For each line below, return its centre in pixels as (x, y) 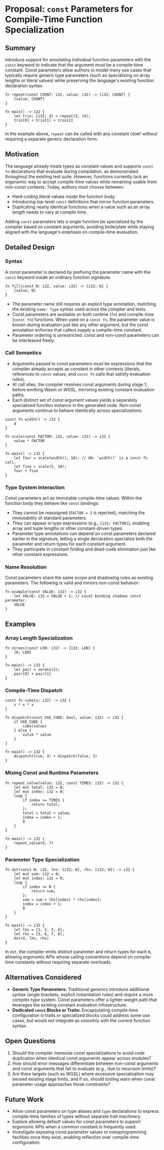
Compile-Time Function (54, 19)
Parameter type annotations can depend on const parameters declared (84, 534)
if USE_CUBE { (28, 722)
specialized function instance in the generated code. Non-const (76, 405)
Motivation (22, 155)
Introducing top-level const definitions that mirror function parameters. (83, 201)
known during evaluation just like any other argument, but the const (80, 325)
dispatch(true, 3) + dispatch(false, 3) (56, 756)
